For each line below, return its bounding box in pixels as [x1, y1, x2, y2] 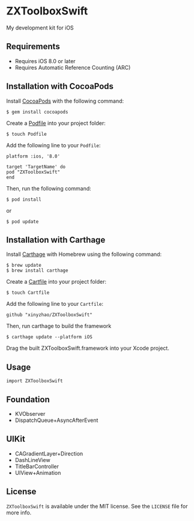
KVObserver [14, 410, 46, 417]
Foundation [6, 394, 50, 404]
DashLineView [14, 456, 50, 463]
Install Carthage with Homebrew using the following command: [6, 251, 162, 258]
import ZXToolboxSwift [6, 378, 63, 384]
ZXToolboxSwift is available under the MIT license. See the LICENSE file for [6, 502, 188, 510]
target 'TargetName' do [6, 163, 66, 169]
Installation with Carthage [6, 234, 106, 245]
